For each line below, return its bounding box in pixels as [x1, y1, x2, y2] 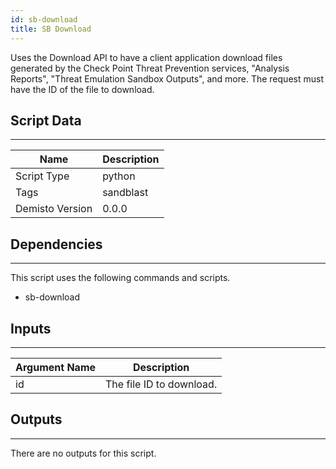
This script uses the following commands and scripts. [10, 272, 231, 284]
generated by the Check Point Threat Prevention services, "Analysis [10, 62, 290, 74]
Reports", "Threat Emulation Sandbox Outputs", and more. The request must [10, 72, 324, 85]
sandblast [102, 186, 149, 200]
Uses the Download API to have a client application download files [10, 51, 283, 63]
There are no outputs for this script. [10, 447, 157, 459]
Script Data [10, 112, 82, 129]
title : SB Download [10, 24, 92, 34]
